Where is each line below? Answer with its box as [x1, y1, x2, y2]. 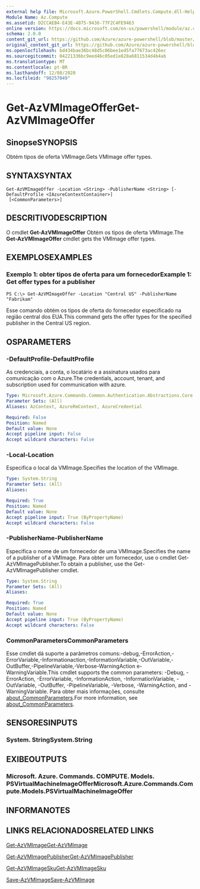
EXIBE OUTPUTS [6, 754, 67, 764]
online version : [6, 25, 46, 32]
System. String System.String [6, 736, 93, 744]
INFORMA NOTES [6, 805, 70, 816]
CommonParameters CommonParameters [6, 636, 129, 644]
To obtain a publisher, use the [60, 560, 133, 567]
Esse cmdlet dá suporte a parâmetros [6, 650, 98, 657]
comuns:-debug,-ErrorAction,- [99, 650, 174, 657]
